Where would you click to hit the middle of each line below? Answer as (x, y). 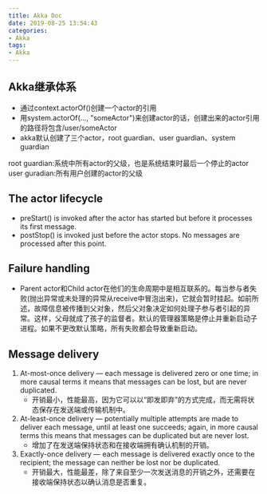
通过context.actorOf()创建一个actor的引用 (88, 108)
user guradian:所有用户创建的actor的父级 (76, 173)
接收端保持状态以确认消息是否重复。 (91, 482)
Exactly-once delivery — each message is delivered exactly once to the (137, 454)
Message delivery (54, 354)
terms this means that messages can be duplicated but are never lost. (134, 436)
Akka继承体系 (43, 87)
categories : (28, 30)
